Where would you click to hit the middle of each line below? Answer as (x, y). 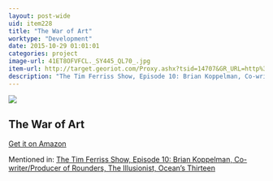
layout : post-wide (39, 16)
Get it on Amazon (37, 144)
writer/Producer (35, 168)
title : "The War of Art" (50, 31)
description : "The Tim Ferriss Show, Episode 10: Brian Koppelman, (125, 76)
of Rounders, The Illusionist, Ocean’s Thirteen (139, 168)
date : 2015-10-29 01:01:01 (54, 46)
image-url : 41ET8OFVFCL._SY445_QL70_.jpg (80, 62)
